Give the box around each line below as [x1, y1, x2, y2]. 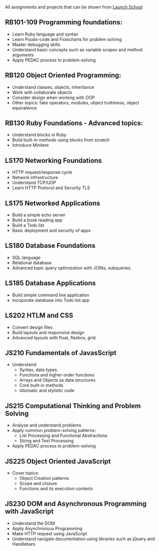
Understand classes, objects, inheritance [12, 84, 94, 90]
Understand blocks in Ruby [12, 132, 67, 138]
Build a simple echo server [12, 212, 66, 218]
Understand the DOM [12, 520, 55, 526]
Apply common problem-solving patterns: [12, 428, 96, 433]
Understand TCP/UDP [12, 180, 56, 186]
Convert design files [12, 324, 53, 330]
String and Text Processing [19, 438, 74, 444]
